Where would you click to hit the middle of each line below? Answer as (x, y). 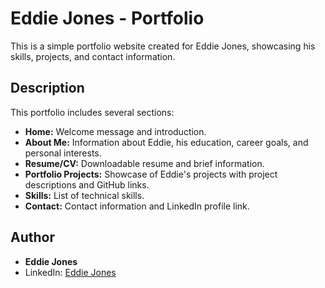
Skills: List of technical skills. (84, 195)
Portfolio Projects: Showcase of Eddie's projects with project (151, 174)
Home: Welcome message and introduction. (115, 131)
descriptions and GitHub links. (87, 184)
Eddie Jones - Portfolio (107, 18)
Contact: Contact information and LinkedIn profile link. (137, 206)
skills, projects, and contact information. (93, 56)
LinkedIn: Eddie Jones (70, 272)
